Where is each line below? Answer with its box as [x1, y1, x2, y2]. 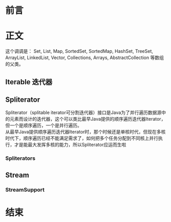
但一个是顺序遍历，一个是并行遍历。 [5, 122, 82, 128]
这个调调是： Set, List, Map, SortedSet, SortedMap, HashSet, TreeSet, [5, 48, 153, 54]
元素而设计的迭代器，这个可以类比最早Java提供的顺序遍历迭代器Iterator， [9, 116, 166, 122]
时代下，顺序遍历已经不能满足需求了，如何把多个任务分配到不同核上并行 [5, 135, 158, 141]
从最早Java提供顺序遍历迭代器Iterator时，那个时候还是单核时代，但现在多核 [5, 129, 166, 135]
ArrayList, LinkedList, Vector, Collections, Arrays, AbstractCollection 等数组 [5, 54, 164, 61]
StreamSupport [5, 186, 45, 193]
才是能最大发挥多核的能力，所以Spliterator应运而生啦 [14, 142, 127, 148]
